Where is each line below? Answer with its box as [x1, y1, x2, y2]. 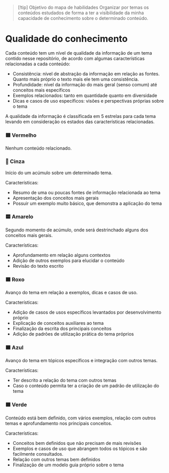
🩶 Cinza [5, 158, 25, 165]
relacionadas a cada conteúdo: [5, 61, 70, 67]
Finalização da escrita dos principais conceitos [12, 325, 112, 332]
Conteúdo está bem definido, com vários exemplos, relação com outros [5, 415, 156, 421]
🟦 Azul [5, 344, 24, 351]
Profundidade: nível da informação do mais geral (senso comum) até [12, 81, 157, 87]
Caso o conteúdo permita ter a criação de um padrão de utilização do [12, 383, 159, 389]
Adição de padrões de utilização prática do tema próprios [12, 331, 134, 337]
